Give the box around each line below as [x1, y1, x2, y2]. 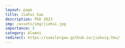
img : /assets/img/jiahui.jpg [5, 21, 66, 26]
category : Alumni [5, 30, 42, 35]
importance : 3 [5, 26, 35, 31]
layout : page [5, 7, 33, 12]
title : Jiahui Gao [5, 12, 44, 17]
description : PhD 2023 [5, 16, 53, 21]
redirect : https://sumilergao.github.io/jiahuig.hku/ [5, 35, 120, 40]
